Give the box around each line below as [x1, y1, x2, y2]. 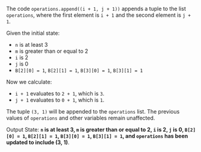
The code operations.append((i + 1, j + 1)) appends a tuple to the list [6, 5, 187, 12]
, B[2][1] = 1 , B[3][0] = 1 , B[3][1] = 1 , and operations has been [25, 132, 188, 139]
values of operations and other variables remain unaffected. [6, 114, 155, 121]
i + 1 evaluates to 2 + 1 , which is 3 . [14, 90, 105, 97]
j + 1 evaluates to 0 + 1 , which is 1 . [14, 96, 105, 103]
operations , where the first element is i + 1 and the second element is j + [6, 11, 191, 19]
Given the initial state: [6, 29, 60, 37]
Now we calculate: [6, 78, 52, 85]
